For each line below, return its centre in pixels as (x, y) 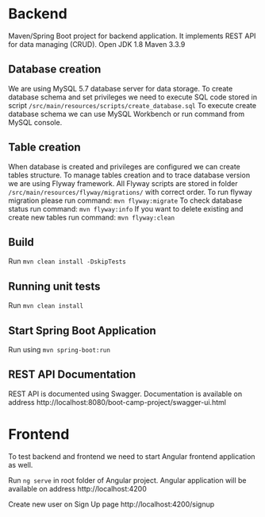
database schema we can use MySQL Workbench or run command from (126, 114)
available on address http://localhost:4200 (77, 488)
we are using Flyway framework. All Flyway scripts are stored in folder (123, 183)
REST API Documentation (72, 375)
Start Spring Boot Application (82, 330)
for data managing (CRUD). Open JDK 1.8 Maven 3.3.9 (97, 44)
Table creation (44, 148)
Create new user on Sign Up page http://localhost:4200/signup (111, 504)
